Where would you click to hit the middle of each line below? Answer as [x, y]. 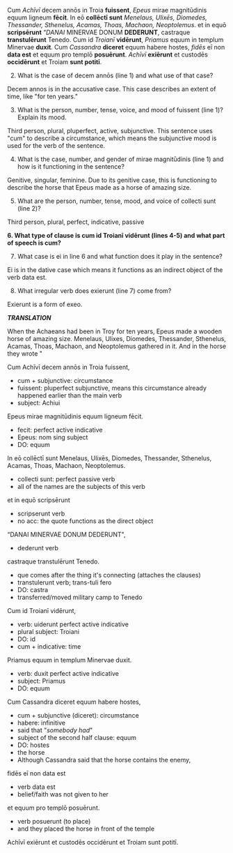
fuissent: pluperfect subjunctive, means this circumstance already [112, 388]
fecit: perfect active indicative [60, 430]
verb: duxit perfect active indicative [68, 673]
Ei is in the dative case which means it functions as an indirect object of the [115, 270]
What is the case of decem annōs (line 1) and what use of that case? [115, 75]
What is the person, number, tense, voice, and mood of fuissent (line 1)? [120, 110]
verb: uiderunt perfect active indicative [73, 624]
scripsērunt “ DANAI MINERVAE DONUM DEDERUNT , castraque [99, 32]
